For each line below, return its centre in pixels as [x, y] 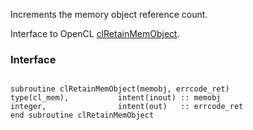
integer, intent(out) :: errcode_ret [127, 107]
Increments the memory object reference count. [109, 14]
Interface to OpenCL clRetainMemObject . [95, 33]
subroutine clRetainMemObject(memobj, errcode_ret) [120, 89]
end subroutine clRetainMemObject [82, 115]
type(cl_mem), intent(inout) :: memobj [116, 98]
